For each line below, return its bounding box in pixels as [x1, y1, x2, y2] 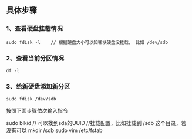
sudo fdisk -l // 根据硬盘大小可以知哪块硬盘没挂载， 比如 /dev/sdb [6, 39, 169, 45]
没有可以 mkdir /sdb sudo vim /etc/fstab [6, 127, 103, 134]
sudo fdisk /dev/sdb [6, 96, 57, 102]
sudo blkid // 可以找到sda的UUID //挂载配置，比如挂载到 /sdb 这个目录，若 [6, 120, 187, 127]
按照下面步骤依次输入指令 [6, 107, 68, 114]
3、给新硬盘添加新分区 [6, 82, 70, 90]
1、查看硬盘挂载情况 [6, 25, 63, 33]
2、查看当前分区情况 [6, 54, 65, 62]
